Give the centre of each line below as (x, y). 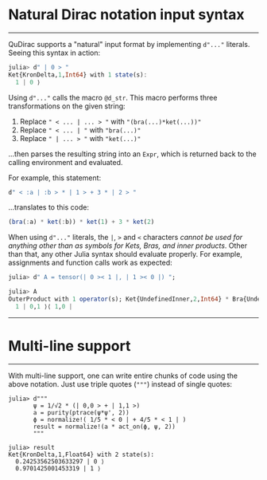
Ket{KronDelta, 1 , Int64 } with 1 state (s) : (78, 75)
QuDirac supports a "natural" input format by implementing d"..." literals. (129, 44)
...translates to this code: (49, 207)
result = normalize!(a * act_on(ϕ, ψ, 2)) (104, 427)
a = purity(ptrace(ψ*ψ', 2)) (81, 412)
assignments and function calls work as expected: (90, 263)
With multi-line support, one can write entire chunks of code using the (123, 376)
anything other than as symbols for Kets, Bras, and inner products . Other (128, 246)
